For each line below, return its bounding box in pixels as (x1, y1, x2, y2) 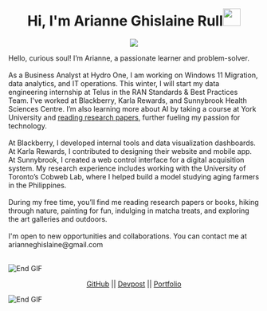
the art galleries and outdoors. (8, 214, 108, 223)
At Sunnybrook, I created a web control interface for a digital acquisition (8, 155, 245, 164)
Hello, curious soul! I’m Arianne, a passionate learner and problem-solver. (8, 53, 249, 63)
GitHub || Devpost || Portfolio (86, 279, 182, 289)
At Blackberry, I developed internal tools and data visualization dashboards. (8, 138, 257, 148)
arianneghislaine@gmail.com (8, 239, 104, 249)
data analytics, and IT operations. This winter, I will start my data (8, 78, 220, 88)
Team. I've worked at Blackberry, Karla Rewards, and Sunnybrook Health (8, 96, 247, 105)
